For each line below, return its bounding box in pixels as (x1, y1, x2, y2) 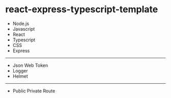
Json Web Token (12, 62, 48, 68)
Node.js (12, 20, 30, 27)
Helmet (12, 73, 28, 79)
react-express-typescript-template (5, 4, 158, 15)
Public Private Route (12, 88, 55, 94)
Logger (12, 67, 28, 73)
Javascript (12, 26, 35, 32)
